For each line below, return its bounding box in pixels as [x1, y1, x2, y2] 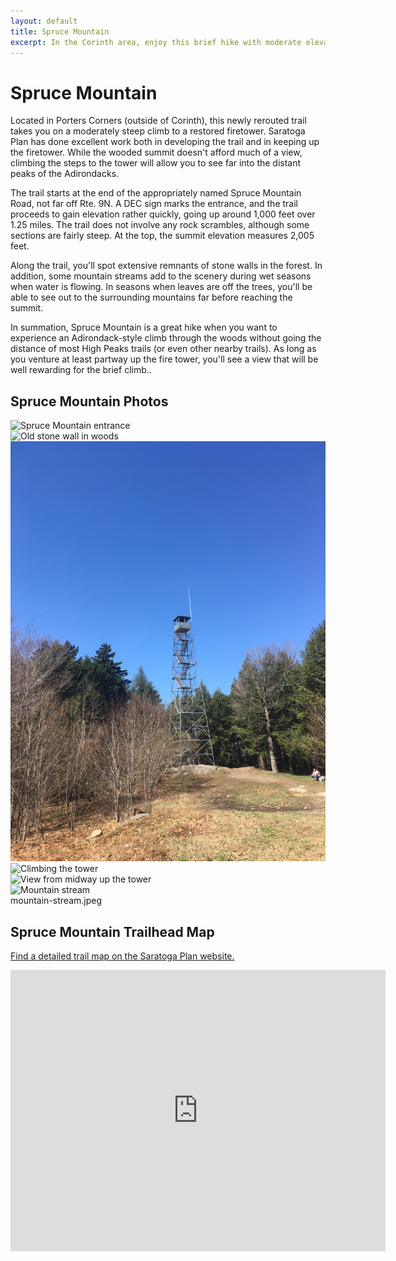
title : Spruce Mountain [10, 26, 110, 37]
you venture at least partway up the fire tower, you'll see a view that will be [10, 353, 319, 365]
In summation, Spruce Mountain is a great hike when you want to [10, 321, 278, 334]
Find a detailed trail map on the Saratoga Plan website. [10, 950, 235, 962]
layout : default [10, 16, 78, 26]
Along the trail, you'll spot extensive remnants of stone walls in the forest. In [10, 260, 323, 272]
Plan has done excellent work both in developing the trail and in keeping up [10, 136, 320, 148]
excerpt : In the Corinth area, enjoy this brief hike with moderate [10, 37, 302, 47]
